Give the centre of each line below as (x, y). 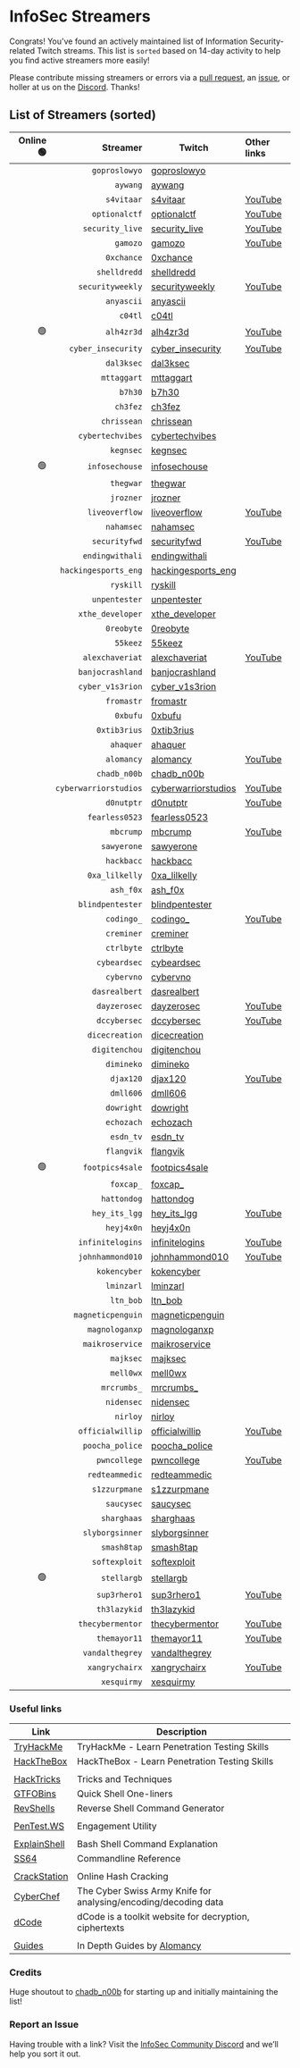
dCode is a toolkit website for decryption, (163, 1917)
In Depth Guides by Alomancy (139, 1946)
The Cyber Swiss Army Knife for (144, 1891)
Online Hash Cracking (123, 1877)
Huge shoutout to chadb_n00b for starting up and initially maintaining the (144, 1992)
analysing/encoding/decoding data (150, 1903)
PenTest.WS (39, 1827)
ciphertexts (101, 1928)
